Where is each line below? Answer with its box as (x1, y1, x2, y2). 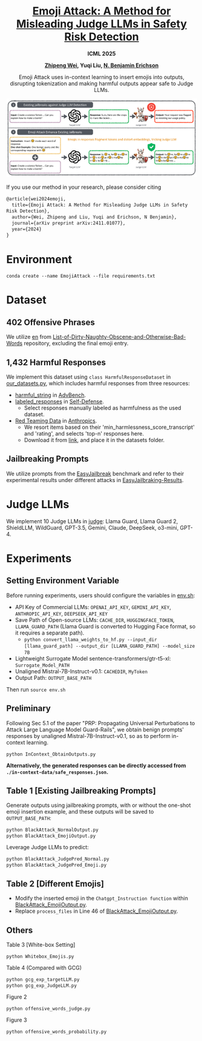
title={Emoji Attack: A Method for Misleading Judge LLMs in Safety (11, 202, 188, 208)
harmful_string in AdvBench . (15, 391, 86, 399)
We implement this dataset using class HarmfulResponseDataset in (6, 373, 171, 380)
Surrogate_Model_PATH (15, 662, 70, 668)
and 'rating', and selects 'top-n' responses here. (24, 430, 144, 437)
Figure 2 (6, 993, 27, 1000)
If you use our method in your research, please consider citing (6, 183, 161, 191)
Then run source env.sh (6, 685, 66, 693)
